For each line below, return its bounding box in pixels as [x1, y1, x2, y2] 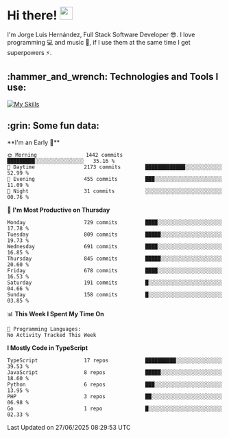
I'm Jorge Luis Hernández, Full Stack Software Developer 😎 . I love [7, 30, 195, 39]
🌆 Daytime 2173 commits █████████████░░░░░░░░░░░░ [7, 164, 223, 171]
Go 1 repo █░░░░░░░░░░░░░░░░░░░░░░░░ [7, 405, 223, 412]
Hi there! [7, 8, 58, 23]
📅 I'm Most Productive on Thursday [7, 206, 110, 214]
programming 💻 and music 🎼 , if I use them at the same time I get [7, 38, 191, 46]
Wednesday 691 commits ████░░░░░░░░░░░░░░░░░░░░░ [7, 243, 223, 250]
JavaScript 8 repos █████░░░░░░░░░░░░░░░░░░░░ [7, 369, 223, 376]
